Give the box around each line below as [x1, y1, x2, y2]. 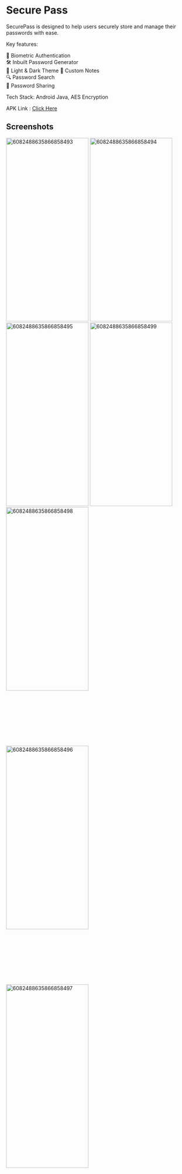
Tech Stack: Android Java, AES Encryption [6, 93, 108, 100]
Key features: [6, 41, 38, 48]
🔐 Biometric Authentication [6, 52, 71, 59]
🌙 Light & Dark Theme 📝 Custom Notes [6, 67, 99, 74]
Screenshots [6, 122, 54, 132]
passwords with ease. [6, 29, 59, 36]
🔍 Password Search [6, 73, 55, 80]
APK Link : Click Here [6, 105, 57, 112]
